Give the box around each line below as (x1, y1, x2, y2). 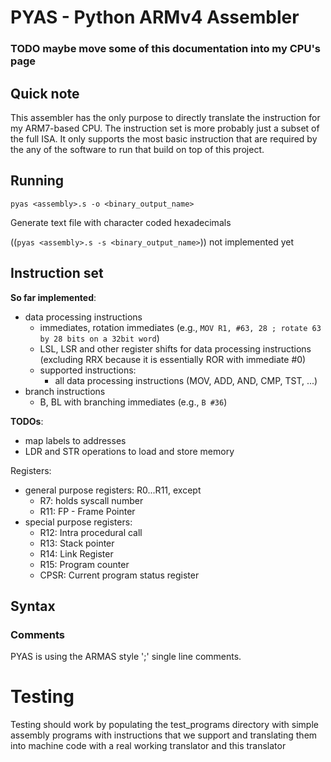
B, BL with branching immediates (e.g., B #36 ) (39, 396, 228, 408)
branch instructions (24, 385, 106, 397)
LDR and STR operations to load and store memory (24, 445, 235, 457)
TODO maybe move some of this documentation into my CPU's (10, 42, 321, 56)
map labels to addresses (24, 434, 127, 446)
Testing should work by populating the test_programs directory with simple (10, 719, 319, 731)
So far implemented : (10, 291, 97, 303)
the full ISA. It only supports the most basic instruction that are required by (10, 132, 318, 145)
